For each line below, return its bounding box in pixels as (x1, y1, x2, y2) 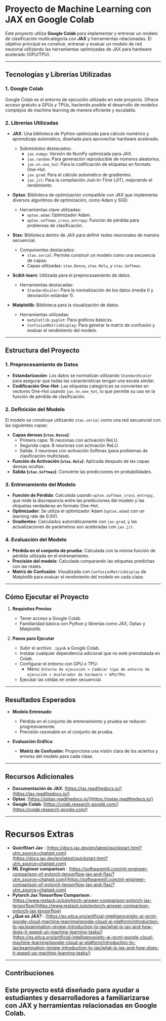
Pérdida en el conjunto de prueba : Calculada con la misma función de (12, 547, 156, 553)
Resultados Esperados (5, 695, 76, 704)
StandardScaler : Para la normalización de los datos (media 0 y (27, 287, 154, 293)
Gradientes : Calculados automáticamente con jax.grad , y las (12, 519, 137, 525)
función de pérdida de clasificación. (12, 393, 85, 399)
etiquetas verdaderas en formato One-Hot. (12, 503, 100, 509)
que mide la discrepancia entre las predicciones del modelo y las (12, 497, 145, 503)
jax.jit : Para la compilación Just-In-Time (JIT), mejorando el (27, 177, 153, 183)
